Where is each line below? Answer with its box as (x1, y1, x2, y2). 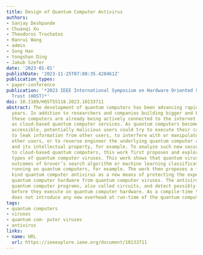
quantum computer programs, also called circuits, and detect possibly (11, 183, 196, 189)
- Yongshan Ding (6, 54, 47, 60)
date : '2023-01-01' (6, 65, 56, 71)
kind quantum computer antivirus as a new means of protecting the (11, 172, 185, 178)
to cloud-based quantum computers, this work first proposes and (11, 149, 180, 155)
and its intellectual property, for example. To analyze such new (11, 143, 182, 150)
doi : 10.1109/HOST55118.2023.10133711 (6, 98, 104, 105)
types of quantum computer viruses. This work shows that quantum (11, 155, 182, 161)
